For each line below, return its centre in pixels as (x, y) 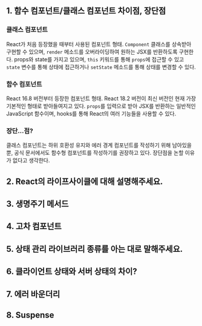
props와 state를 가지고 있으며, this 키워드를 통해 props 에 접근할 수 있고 (99, 59)
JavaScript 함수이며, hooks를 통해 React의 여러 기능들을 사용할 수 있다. (91, 114)
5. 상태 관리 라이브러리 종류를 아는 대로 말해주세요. (95, 249)
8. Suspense (30, 315)
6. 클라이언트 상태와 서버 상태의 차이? (72, 272)
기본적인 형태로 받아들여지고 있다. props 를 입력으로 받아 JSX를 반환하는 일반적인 (101, 106)
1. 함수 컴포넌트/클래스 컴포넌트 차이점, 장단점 (86, 11)
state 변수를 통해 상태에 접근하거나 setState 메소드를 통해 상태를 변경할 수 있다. (101, 67)
